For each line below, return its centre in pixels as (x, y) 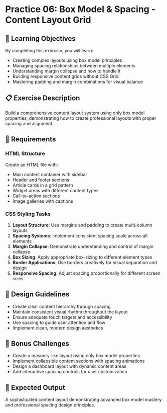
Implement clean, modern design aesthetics (58, 327)
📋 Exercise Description (43, 98)
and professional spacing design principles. (50, 405)
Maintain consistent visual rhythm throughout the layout (70, 312)
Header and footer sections (41, 180)
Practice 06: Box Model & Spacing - (80, 9)
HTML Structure (25, 153)
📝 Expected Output (35, 388)
